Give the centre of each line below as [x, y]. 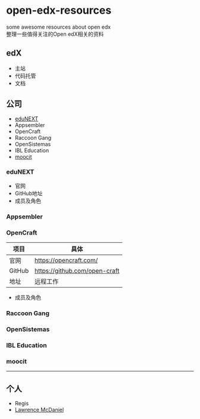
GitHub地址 [29, 193]
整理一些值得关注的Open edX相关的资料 [55, 34]
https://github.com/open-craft [77, 271]
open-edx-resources [59, 10]
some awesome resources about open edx [59, 27]
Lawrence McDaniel [39, 409]
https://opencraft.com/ [66, 260]
